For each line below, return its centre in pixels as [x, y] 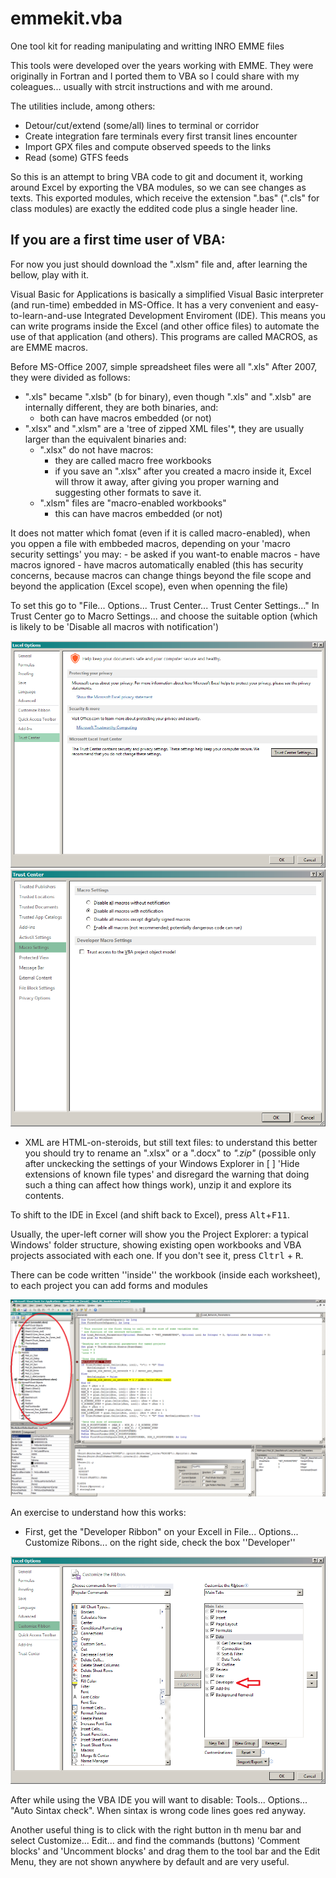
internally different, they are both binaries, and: [121, 407]
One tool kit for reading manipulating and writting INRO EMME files [147, 46]
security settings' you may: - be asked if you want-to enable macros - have [165, 554]
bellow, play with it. [50, 274]
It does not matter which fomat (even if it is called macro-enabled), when [160, 533]
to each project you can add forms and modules [109, 1286]
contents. [44, 1196]
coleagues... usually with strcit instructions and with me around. [141, 86]
